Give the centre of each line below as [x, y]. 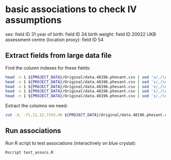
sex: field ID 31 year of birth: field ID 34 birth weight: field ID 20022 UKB [81, 34]
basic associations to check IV [71, 9]
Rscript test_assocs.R [29, 152]
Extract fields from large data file [59, 56]
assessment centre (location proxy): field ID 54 [54, 40]
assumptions [34, 20]
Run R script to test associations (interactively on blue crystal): [71, 143]
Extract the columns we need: [36, 106]
